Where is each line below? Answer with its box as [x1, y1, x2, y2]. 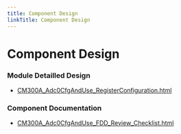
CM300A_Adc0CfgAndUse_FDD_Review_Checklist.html [16, 119, 174, 127]
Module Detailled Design [7, 70, 90, 80]
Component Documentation [7, 103, 102, 113]
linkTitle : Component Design [7, 16, 90, 23]
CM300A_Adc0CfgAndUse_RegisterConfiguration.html [16, 86, 172, 94]
